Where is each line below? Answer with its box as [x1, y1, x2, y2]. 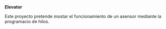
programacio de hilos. [4, 19, 50, 24]
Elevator [4, 4, 23, 10]
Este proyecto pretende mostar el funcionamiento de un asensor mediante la [4, 14, 162, 19]
